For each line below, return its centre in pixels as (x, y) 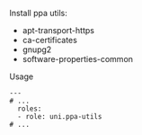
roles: (30, 109)
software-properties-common (77, 59)
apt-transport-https (58, 30)
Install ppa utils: (38, 13)
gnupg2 (37, 49)
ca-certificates (50, 40)
